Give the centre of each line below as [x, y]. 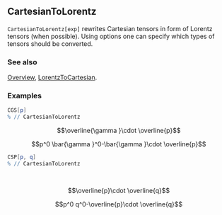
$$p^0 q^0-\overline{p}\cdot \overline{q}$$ [119, 204]
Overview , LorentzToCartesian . [52, 78]
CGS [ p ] [17, 110]
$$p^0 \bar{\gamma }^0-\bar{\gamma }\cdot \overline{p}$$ [119, 144]
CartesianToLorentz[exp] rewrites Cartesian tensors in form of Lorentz [110, 28]
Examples [25, 96]
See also [22, 62]
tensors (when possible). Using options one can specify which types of [111, 36]
